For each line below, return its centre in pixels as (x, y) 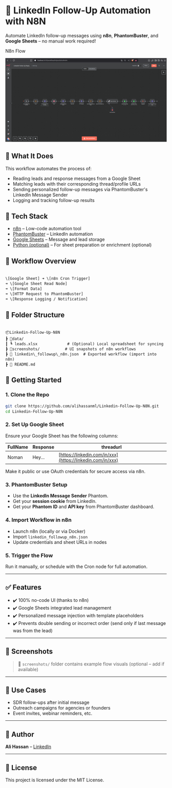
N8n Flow (15, 51)
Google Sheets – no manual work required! (51, 41)
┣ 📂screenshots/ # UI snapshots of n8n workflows (71, 349)
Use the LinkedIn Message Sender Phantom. (60, 496)
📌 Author (20, 734)
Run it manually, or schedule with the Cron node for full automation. (76, 567)
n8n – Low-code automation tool (47, 229)
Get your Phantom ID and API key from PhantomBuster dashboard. (83, 507)
